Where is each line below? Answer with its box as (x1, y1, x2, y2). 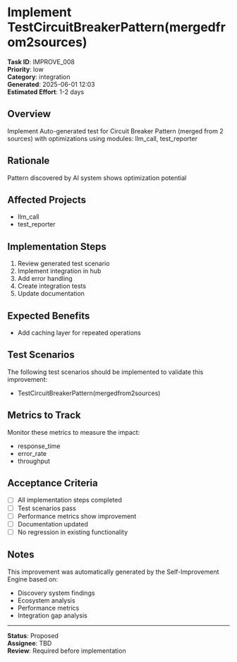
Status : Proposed (7, 631, 59, 639)
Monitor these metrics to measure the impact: (7, 428, 140, 436)
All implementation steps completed (17, 495, 122, 505)
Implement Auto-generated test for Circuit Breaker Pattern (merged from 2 (7, 126, 224, 135)
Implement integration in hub (17, 267, 102, 275)
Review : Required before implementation (7, 646, 126, 655)
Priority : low (7, 65, 44, 73)
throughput (17, 457, 51, 465)
